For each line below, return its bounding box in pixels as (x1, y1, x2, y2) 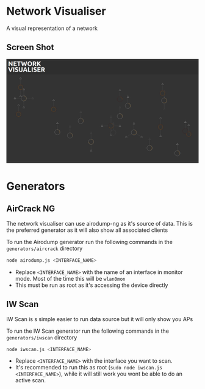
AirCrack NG (6, 204, 56, 214)
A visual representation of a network (6, 24, 98, 32)
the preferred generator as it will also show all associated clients (6, 226, 168, 234)
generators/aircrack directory (6, 245, 83, 252)
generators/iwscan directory (6, 333, 77, 341)
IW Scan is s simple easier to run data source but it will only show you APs (6, 315, 193, 322)
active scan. (15, 377, 46, 384)
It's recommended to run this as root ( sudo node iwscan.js (15, 364, 163, 371)
